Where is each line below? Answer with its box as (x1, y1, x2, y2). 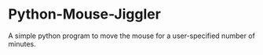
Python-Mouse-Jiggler (8, 5, 161, 23)
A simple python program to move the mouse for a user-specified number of (8, 31, 255, 40)
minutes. (8, 39, 37, 48)
